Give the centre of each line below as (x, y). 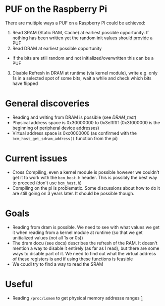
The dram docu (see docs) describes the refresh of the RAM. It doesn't (85, 243)
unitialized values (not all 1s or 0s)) (48, 237)
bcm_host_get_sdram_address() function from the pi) (65, 138)
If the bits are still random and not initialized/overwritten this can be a (83, 58)
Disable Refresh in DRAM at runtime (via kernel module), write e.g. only (85, 73)
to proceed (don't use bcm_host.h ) (47, 183)
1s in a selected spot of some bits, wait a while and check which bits (82, 78)
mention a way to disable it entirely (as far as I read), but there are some (86, 248)
